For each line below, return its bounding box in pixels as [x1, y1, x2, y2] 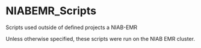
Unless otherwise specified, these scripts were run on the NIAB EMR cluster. [5, 35, 195, 42]
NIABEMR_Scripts [5, 4, 97, 18]
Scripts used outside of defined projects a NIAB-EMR [5, 24, 138, 31]
